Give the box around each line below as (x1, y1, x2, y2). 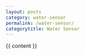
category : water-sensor (5, 15, 66, 21)
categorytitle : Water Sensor (5, 25, 80, 32)
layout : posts (5, 8, 42, 15)
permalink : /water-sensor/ (5, 20, 74, 26)
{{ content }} (5, 42, 37, 50)
